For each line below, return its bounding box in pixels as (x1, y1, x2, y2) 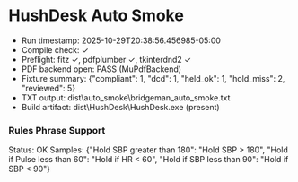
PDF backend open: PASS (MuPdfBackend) (21, 64, 181, 74)
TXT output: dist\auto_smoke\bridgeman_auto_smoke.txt (21, 91, 231, 103)
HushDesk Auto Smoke (8, 5, 185, 26)
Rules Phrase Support (8, 124, 106, 136)
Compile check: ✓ (21, 44, 89, 55)
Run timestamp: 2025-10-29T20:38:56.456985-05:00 (21, 35, 222, 46)
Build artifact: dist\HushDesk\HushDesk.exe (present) (21, 101, 221, 112)
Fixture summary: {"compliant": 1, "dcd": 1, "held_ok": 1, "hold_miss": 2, (21, 73, 285, 83)
